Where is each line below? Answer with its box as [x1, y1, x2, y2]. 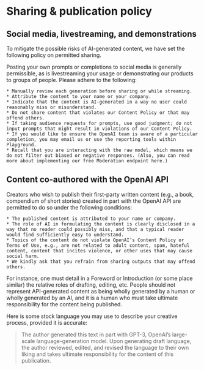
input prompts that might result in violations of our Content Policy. [6, 126, 192, 132]
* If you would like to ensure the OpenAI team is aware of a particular [6, 131, 199, 137]
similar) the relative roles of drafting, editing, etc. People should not [6, 281, 176, 289]
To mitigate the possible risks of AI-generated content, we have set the [6, 45, 185, 52]
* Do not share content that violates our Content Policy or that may [6, 110, 190, 116]
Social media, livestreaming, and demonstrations [6, 29, 197, 39]
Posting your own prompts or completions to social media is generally [6, 63, 182, 70]
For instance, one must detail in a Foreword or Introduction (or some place [6, 274, 193, 282]
